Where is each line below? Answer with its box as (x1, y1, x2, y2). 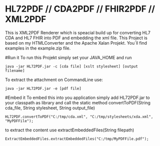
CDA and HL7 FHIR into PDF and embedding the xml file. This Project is (5, 35, 148, 41)
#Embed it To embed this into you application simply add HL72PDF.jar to (5, 95, 150, 100)
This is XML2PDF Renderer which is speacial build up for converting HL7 (5, 30, 151, 35)
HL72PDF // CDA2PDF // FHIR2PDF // (5, 3, 155, 15)
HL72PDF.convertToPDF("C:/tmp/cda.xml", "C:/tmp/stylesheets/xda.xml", (5, 114, 153, 119)
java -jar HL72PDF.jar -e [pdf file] (5, 86, 82, 91)
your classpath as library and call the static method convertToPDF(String (5, 99, 151, 105)
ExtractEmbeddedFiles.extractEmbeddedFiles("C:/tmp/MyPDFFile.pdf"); (5, 136, 149, 141)
